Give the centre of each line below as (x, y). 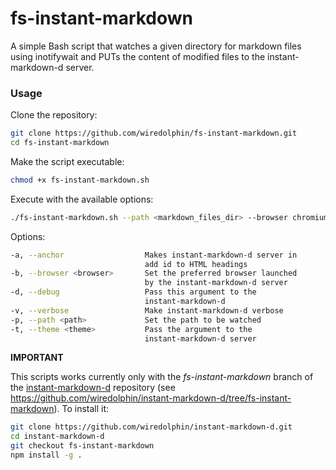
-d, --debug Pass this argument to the (133, 292)
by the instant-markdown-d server (216, 283)
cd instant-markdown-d (57, 437)
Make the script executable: (67, 161)
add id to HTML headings (196, 264)
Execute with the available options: (82, 199)
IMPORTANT (37, 358)
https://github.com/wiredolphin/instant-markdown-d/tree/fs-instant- (151, 398)
